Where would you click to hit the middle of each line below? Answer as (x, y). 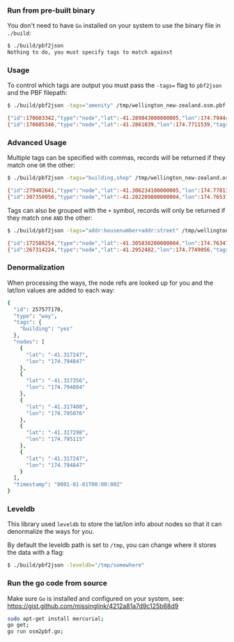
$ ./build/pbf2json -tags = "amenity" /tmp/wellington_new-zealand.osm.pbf (117, 106)
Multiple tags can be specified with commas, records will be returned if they (116, 158)
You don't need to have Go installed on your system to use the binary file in (114, 26)
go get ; (18, 625)
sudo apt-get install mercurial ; (56, 619)
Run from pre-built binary (51, 10)
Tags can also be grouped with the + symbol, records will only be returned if (116, 210)
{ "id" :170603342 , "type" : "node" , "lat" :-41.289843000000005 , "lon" (102, 118)
